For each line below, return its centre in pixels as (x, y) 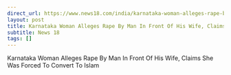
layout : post (26, 20)
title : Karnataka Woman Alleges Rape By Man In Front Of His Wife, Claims (117, 26)
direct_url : (24, 13)
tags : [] (20, 39)
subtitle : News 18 (33, 32)
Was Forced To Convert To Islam (53, 65)
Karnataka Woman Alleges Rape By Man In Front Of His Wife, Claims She (110, 58)
